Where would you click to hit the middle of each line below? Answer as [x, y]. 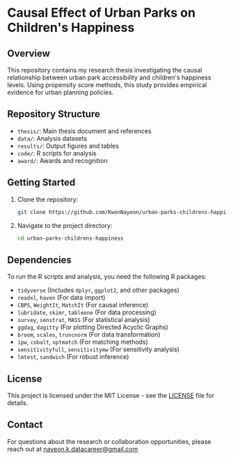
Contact [25, 425]
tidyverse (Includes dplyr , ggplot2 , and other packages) [98, 290]
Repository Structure [54, 114]
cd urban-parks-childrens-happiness [70, 238]
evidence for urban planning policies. [61, 92]
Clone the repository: [48, 199]
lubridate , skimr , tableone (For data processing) [87, 312]
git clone [32, 212]
